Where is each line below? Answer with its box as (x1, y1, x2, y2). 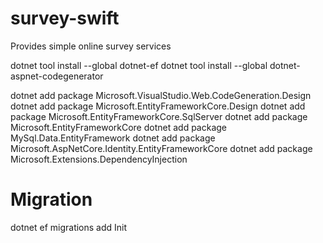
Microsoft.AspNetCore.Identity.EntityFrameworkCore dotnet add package (10, 142, 313, 154)
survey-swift (10, 7, 120, 30)
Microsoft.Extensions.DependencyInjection (10, 153, 188, 165)
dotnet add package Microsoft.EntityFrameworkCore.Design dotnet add (10, 100, 306, 112)
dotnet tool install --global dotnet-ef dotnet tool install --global (10, 59, 268, 71)
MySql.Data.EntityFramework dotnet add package (10, 132, 216, 144)
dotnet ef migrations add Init (10, 221, 128, 233)
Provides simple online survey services (10, 40, 172, 52)
